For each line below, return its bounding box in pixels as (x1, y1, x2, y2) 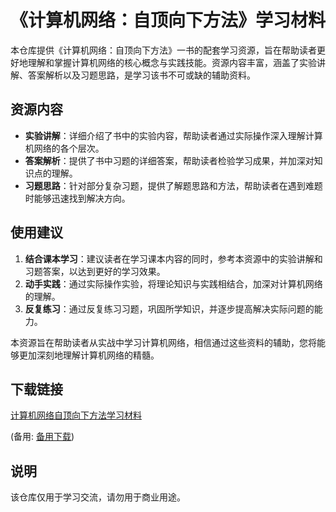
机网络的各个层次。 (24, 142, 105, 154)
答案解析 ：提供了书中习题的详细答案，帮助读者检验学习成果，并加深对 (24, 154, 315, 166)
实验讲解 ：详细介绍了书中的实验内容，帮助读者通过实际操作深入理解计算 (24, 129, 323, 141)
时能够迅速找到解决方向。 (24, 192, 131, 204)
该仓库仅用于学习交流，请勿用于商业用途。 (10, 491, 186, 503)
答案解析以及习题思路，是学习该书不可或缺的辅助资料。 (27, 69, 256, 81)
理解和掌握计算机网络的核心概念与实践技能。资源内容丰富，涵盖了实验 (27, 56, 317, 68)
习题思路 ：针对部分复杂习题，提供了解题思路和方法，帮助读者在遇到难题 (24, 179, 323, 191)
